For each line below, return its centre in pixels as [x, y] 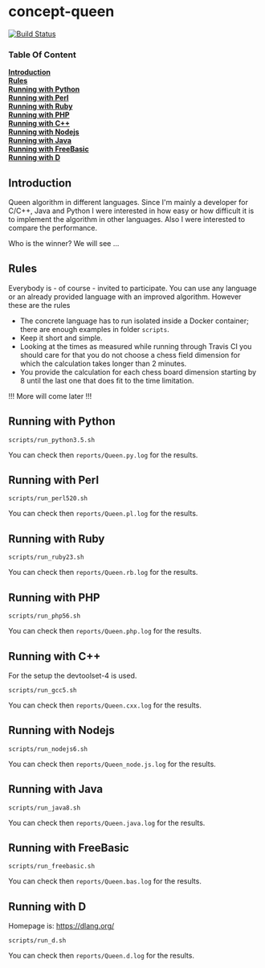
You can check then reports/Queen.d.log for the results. [102, 956]
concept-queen [61, 12]
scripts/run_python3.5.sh [51, 440]
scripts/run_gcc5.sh [43, 690]
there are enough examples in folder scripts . [95, 329]
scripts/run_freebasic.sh [51, 867]
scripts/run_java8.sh [45, 808]
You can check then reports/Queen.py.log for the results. [103, 455]
